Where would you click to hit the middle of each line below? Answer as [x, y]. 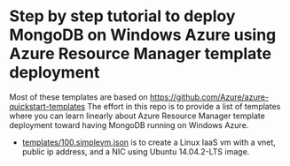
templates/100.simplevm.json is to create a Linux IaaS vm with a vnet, [149, 142]
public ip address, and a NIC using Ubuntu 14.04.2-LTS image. [136, 151]
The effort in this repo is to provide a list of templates [184, 106]
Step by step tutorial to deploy [122, 16]
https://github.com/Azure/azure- [209, 97]
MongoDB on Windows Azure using [143, 35]
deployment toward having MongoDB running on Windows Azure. [129, 124]
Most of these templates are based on [78, 97]
